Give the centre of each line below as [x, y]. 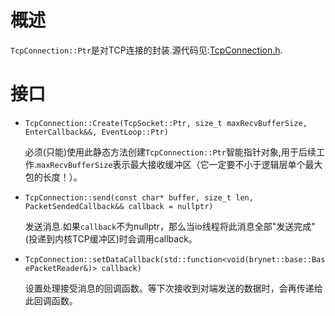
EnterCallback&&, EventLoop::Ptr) [96, 132]
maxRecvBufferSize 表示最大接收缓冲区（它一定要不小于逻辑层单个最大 [179, 164]
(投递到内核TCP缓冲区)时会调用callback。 [111, 238]
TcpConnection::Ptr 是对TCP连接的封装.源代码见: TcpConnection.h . [146, 50]
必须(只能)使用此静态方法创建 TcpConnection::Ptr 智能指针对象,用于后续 [170, 152]
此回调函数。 [51, 300]
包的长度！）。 [53, 177]
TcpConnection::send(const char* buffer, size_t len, [139, 197]
